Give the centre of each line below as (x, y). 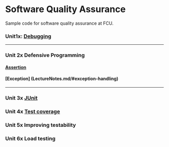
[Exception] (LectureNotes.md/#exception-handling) (62, 79)
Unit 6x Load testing (30, 138)
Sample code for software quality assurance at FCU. (59, 23)
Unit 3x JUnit (21, 98)
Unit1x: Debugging (28, 36)
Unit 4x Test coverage (33, 111)
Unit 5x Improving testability (41, 125)
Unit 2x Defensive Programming (45, 55)
